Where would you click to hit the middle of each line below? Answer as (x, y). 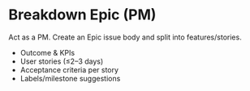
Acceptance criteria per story (69, 69)
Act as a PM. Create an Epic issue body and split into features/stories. (125, 37)
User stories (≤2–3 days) (62, 61)
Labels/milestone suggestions (70, 78)
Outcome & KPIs (47, 52)
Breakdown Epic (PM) (82, 15)
